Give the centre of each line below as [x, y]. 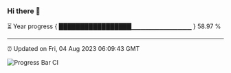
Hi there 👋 [24, 11]
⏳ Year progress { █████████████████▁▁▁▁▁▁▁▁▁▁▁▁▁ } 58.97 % [114, 26]
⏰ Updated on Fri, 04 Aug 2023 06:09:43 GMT [74, 49]
